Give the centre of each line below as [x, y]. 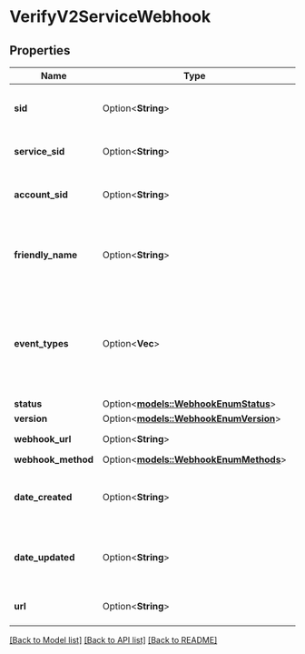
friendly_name [46, 255]
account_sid [41, 195]
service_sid [39, 151]
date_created [43, 497]
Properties [40, 50]
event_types [41, 343]
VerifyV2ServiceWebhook [110, 17]
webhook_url [43, 439]
